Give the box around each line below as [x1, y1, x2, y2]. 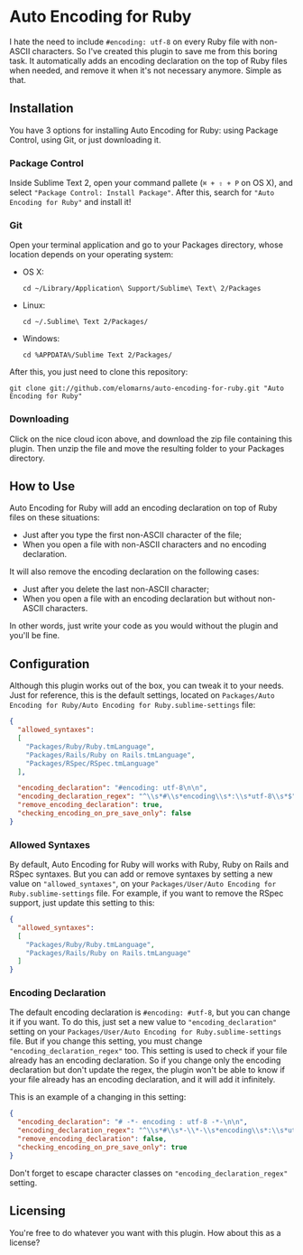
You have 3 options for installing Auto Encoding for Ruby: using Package [9, 125, 279, 135]
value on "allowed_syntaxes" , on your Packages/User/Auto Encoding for [9, 878, 277, 889]
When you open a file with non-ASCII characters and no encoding [22, 539, 267, 550]
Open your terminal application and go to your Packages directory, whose [9, 239, 284, 250]
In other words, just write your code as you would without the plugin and [9, 620, 279, 631]
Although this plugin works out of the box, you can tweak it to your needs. [9, 680, 284, 692]
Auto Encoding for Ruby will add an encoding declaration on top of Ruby [9, 503, 278, 514]
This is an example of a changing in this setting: [9, 1092, 187, 1102]
